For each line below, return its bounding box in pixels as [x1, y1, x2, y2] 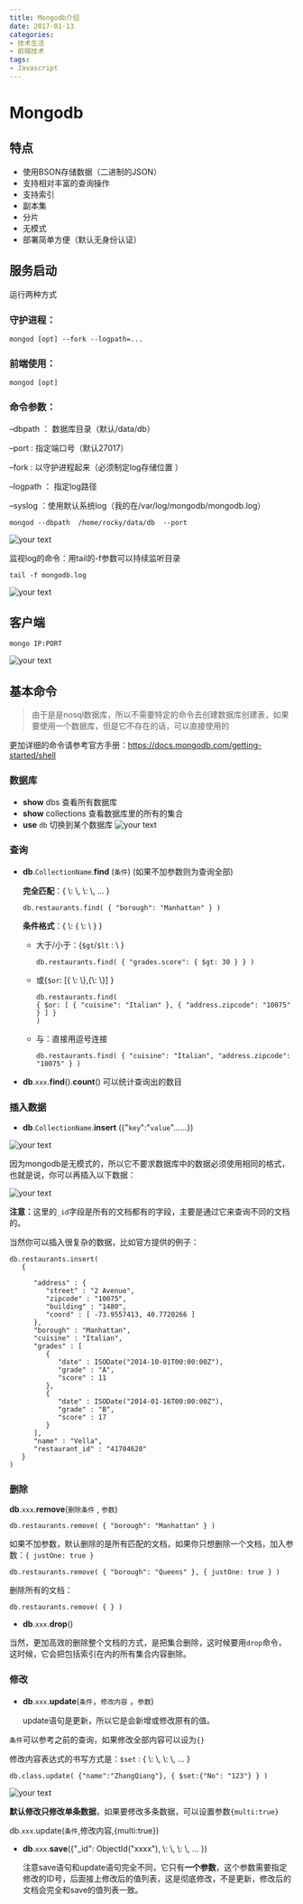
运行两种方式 [9, 288, 57, 299]
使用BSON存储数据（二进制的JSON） [22, 166, 162, 177]
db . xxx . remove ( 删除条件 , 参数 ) [9, 1504, 119, 1515]
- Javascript [9, 64, 59, 73]
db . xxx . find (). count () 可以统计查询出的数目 [22, 1076, 182, 1087]
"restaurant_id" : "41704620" [32, 1445, 147, 1454]
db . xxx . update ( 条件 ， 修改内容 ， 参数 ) [22, 1695, 155, 1706]
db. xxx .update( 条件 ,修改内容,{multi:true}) [9, 1824, 160, 1835]
